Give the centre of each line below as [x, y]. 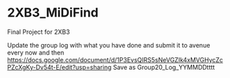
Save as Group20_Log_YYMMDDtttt [164, 67]
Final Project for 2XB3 [39, 32]
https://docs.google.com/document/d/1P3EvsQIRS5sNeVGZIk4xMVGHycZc [115, 59]
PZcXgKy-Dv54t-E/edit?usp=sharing [59, 67]
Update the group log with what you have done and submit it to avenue [109, 45]
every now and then [36, 52]
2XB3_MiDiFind [53, 13]
